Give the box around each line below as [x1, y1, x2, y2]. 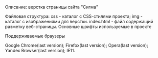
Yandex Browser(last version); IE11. [5, 48, 75, 53]
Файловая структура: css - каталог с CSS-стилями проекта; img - [5, 14, 143, 19]
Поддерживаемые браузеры [5, 33, 65, 39]
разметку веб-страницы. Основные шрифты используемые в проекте [5, 24, 152, 29]
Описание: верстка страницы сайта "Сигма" [5, 4, 99, 10]
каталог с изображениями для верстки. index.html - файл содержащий [5, 19, 153, 24]
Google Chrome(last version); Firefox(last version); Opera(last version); [5, 43, 148, 48]
